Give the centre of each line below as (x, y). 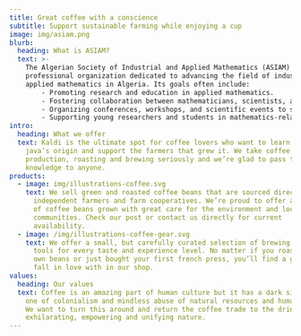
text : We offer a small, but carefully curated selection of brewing (158, 243)
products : (28, 176)
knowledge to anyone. (65, 168)
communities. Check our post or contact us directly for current (157, 217)
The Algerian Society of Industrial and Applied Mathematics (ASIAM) (158, 68)
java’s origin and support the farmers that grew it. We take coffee (158, 151)
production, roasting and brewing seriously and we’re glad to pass (156, 159)
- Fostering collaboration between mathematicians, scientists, (164, 101)
